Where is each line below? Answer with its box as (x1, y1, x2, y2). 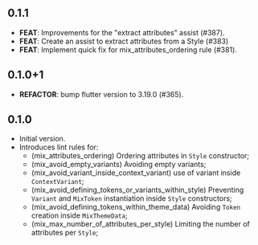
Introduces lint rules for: (18, 142, 99, 152)
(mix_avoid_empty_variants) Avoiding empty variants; (31, 160, 207, 169)
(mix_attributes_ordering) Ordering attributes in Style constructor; (31, 151, 250, 161)
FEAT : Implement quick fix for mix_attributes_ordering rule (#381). (18, 44, 238, 55)
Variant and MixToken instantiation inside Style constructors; (31, 194, 232, 203)
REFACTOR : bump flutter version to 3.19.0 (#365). (18, 89, 184, 99)
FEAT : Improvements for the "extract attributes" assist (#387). (18, 27, 226, 37)
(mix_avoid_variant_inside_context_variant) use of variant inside (31, 168, 241, 178)
